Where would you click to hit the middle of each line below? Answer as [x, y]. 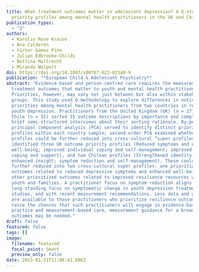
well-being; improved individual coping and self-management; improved [102, 150]
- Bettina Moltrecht [37, 61]
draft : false [22, 222]
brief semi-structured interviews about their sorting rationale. [95, 122]
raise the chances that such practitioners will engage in [86, 205]
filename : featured [36, 243]
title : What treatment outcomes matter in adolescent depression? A [92, 12]
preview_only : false [37, 255]
